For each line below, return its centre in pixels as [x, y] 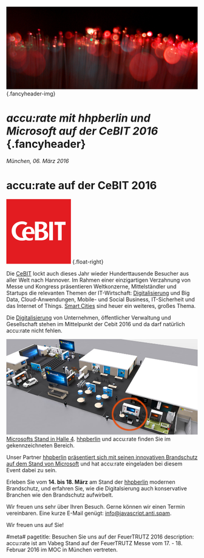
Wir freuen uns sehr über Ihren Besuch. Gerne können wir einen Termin [96, 506]
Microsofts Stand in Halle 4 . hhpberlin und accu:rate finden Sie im [89, 439]
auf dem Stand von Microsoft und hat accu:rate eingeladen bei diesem [94, 464]
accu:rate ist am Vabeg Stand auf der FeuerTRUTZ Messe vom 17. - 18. [94, 543]
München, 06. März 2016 [38, 161]
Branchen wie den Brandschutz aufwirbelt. [60, 495]
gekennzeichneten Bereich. [40, 445]
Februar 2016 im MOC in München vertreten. [62, 549]
